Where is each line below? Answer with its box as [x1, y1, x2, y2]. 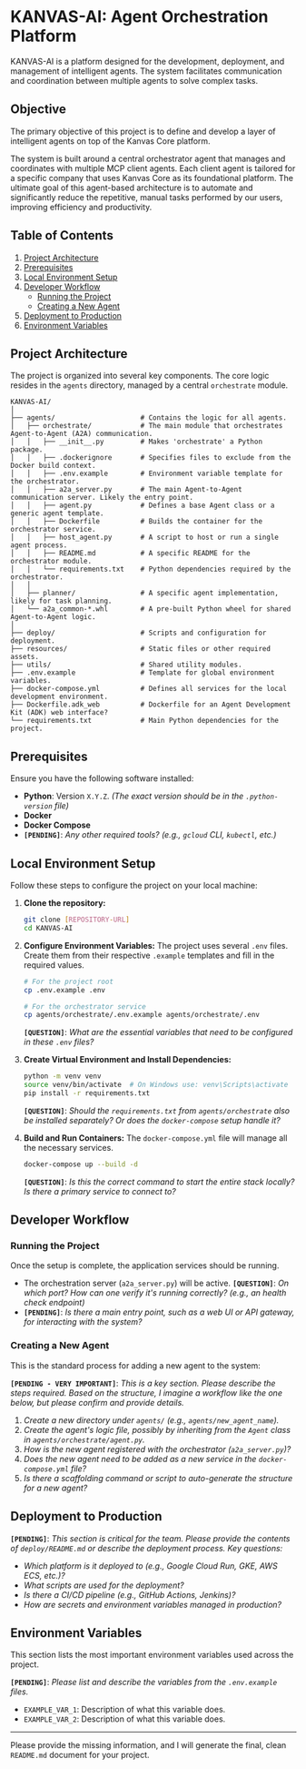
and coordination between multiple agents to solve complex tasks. [10, 75, 258, 86]
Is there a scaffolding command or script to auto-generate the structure [23, 1472, 293, 1483]
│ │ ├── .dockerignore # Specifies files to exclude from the [10, 453, 291, 463]
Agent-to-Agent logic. [10, 613, 96, 622]
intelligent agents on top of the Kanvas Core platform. [10, 135, 212, 147]
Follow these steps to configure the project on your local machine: [10, 880, 258, 890]
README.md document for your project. [10, 1750, 150, 1761]
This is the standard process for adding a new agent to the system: [10, 1359, 262, 1371]
